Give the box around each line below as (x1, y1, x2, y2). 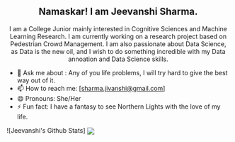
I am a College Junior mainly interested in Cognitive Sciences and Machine (8, 24, 228, 33)
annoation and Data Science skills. (68, 55, 168, 63)
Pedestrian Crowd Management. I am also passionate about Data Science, (10, 39, 227, 48)
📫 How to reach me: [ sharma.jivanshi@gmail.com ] (16, 84, 166, 92)
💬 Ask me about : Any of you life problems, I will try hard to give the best (16, 68, 228, 77)
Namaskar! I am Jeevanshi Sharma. (38, 6, 198, 18)
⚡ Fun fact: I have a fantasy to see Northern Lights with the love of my (16, 102, 221, 111)
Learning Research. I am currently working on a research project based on (9, 32, 227, 40)
